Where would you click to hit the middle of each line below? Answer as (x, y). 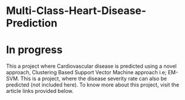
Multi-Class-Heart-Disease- (76, 11)
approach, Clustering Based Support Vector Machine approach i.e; (86, 73)
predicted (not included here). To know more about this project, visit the (93, 85)
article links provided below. (40, 91)
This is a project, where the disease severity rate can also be (93, 79)
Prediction (32, 23)
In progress (34, 50)
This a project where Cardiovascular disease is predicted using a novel (91, 66)
